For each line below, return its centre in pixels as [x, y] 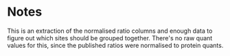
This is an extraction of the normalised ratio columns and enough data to [110, 31]
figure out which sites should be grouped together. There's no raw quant [110, 38]
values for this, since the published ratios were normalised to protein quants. [115, 45]
